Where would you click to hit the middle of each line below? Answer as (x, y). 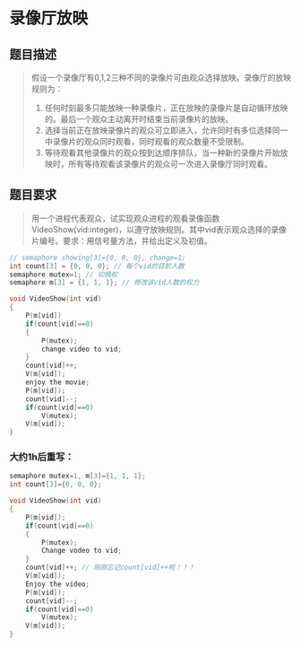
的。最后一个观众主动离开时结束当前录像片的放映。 (139, 119)
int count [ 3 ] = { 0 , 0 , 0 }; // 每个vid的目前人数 (97, 266)
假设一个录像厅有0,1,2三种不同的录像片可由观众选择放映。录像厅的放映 (161, 78)
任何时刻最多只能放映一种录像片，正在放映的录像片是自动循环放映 (166, 108)
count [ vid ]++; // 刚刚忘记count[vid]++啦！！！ (110, 568)
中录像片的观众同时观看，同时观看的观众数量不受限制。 (146, 141)
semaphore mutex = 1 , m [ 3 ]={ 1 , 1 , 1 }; (77, 477)
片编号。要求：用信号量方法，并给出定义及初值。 (121, 240)
